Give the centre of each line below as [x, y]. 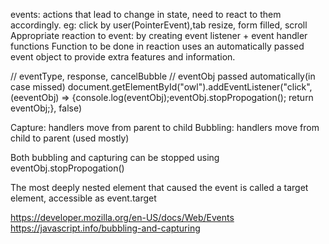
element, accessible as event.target [83, 198]
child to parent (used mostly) [70, 138]
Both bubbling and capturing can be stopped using [115, 157]
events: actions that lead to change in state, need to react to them [146, 14]
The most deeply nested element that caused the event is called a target [159, 187]
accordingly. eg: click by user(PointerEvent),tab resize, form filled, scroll [159, 25]
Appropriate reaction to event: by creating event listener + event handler [159, 35]
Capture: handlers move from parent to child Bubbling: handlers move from [165, 127]
